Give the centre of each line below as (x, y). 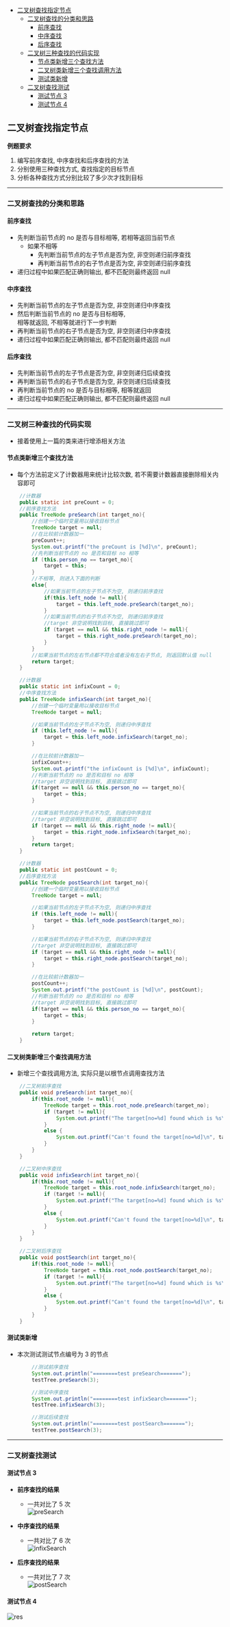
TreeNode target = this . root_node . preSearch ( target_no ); (127, 1105)
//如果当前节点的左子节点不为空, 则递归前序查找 (103, 591)
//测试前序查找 (50, 1367)
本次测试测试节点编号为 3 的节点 (63, 1354)
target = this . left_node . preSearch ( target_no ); (125, 604)
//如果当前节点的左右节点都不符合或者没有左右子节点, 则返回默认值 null (122, 655)
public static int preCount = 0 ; (67, 502)
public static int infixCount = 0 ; (70, 687)
